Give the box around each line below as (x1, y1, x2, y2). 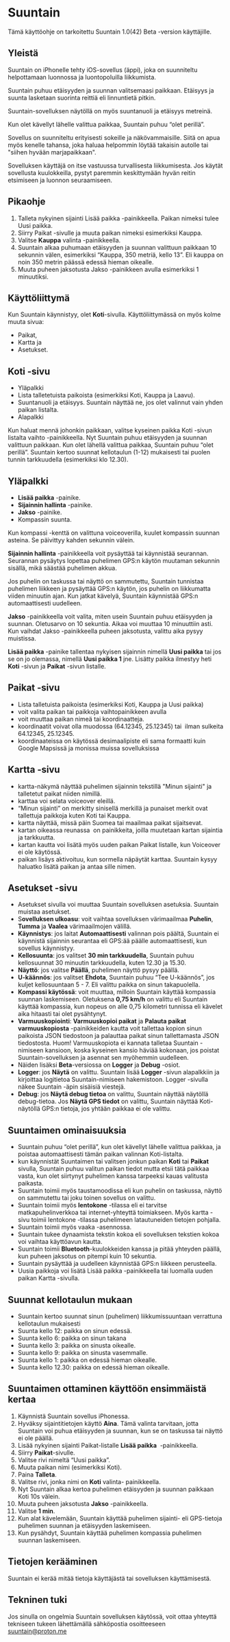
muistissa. (8, 634, 36, 643)
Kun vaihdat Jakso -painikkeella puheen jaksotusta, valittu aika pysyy (8, 627, 203, 635)
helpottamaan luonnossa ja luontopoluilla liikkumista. (8, 73, 157, 81)
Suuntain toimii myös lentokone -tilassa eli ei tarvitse (17, 1201, 167, 1210)
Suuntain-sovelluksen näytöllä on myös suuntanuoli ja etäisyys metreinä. (8, 106, 213, 115)
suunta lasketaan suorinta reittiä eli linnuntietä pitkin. (8, 93, 156, 102)
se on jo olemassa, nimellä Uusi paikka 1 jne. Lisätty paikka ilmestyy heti (8, 655, 212, 663)
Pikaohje (8, 196, 46, 207)
